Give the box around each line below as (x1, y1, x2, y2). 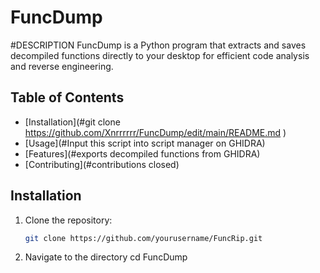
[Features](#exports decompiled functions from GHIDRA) (24, 147, 261, 160)
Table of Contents (10, 89, 125, 106)
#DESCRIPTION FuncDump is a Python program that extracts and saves (10, 39, 307, 51)
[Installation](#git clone (24, 116, 121, 128)
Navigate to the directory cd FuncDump (24, 251, 188, 263)
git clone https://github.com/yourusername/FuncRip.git (24, 233, 263, 243)
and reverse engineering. (10, 60, 114, 72)
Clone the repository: (24, 214, 113, 226)
